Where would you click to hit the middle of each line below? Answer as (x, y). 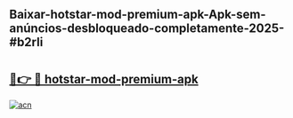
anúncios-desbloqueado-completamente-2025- (147, 29)
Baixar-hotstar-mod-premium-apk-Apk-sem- (138, 15)
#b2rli (26, 42)
